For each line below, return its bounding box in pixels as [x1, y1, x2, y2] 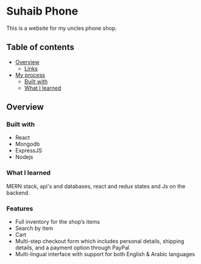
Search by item [15, 224, 54, 232]
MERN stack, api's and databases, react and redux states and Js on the [6, 182, 186, 190]
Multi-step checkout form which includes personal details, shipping [15, 238, 185, 245]
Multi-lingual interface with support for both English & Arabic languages [15, 251, 196, 258]
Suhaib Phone [6, 4, 79, 18]
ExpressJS [15, 147, 43, 154]
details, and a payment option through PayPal [15, 244, 130, 251]
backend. [6, 189, 30, 196]
